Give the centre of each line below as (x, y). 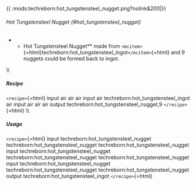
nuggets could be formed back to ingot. (71, 59)
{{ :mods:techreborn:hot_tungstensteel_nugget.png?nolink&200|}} (86, 8)
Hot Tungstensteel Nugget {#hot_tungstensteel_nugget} (74, 22)
